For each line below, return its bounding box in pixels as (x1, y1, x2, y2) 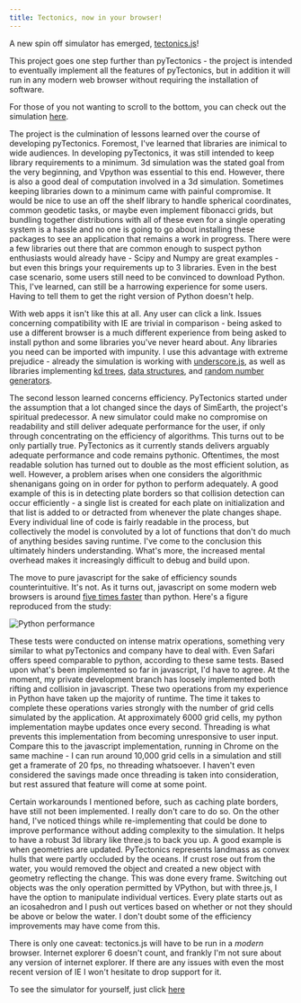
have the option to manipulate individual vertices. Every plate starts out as (9, 892, 283, 902)
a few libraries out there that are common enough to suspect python (9, 243, 262, 253)
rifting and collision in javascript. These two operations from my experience (9, 683, 289, 694)
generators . (9, 375, 52, 386)
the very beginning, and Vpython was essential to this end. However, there (9, 166, 286, 177)
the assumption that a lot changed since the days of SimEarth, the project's (9, 402, 288, 413)
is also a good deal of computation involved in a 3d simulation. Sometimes (9, 176, 285, 187)
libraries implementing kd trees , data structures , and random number (9, 365, 265, 376)
